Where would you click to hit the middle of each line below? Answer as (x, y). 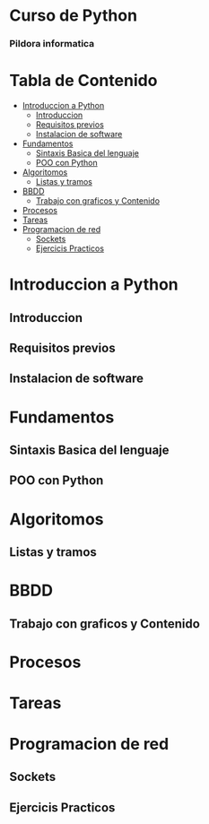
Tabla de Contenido (83, 81)
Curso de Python (73, 16)
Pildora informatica (52, 44)
